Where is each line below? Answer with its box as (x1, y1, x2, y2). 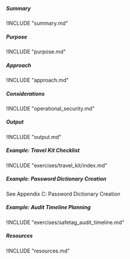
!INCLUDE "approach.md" (6, 76, 69, 83)
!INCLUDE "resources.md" (6, 247, 71, 254)
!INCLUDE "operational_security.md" (6, 105, 95, 112)
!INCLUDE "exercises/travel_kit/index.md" (6, 161, 108, 169)
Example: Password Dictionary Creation (6, 175, 107, 183)
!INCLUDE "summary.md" (6, 20, 69, 27)
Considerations (6, 90, 45, 97)
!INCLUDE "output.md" (6, 133, 62, 140)
